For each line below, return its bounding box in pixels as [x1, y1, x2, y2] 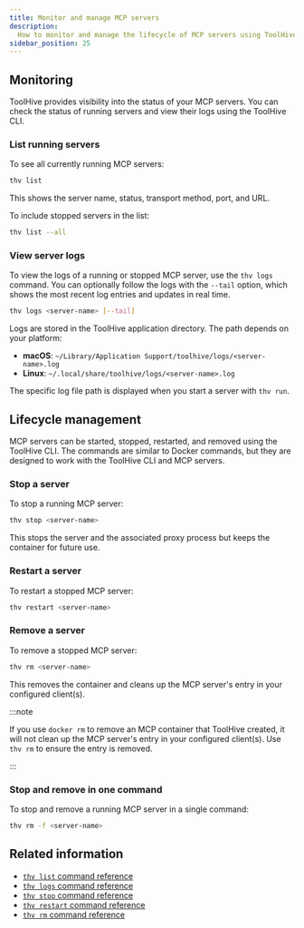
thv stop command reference [22, 890, 134, 901]
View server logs [9, 249, 86, 262]
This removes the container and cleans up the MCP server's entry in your [9, 679, 283, 689]
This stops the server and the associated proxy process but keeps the [9, 532, 271, 543]
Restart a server [9, 564, 81, 577]
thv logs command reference [22, 880, 134, 891]
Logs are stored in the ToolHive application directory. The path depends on [9, 323, 290, 334]
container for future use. [9, 542, 100, 553]
